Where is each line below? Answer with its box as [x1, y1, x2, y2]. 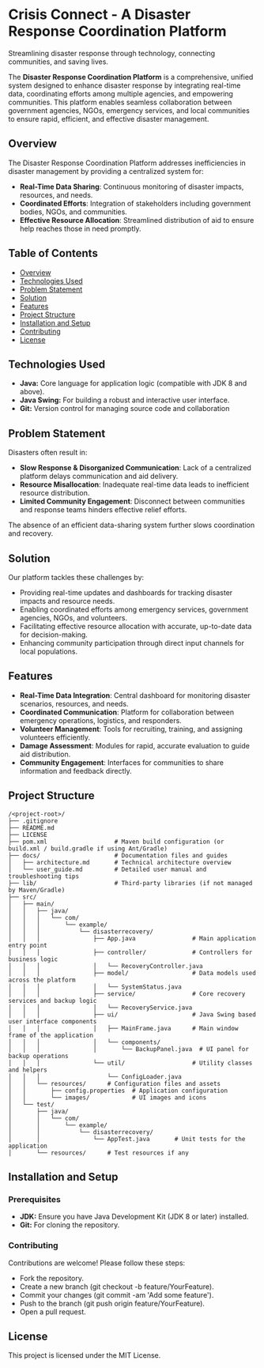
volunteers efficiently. [19, 733, 91, 742]
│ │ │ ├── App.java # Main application [8, 934, 257, 942]
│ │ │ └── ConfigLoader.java [8, 1072, 182, 1080]
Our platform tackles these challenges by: [8, 573, 145, 582]
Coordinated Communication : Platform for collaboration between [19, 707, 235, 717]
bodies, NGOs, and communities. [19, 207, 128, 217]
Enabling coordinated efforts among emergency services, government [19, 605, 249, 614]
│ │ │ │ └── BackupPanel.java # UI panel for [8, 1045, 249, 1053]
